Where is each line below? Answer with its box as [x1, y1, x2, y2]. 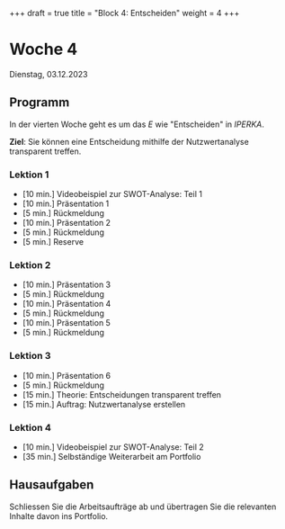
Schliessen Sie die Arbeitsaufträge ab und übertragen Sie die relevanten [9, 501, 277, 512]
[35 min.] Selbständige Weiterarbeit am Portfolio [22, 451, 201, 462]
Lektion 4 [9, 421, 52, 434]
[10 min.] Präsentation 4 [22, 299, 111, 309]
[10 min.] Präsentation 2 [22, 218, 111, 229]
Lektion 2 [9, 258, 51, 271]
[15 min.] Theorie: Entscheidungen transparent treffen [22, 389, 222, 399]
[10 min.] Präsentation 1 [22, 198, 110, 210]
